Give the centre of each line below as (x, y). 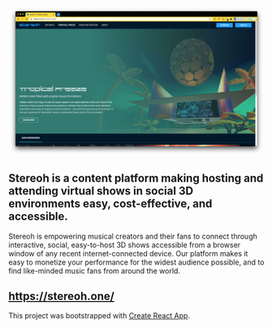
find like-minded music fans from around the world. (95, 270)
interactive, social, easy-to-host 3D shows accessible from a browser (125, 245)
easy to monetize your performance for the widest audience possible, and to (136, 262)
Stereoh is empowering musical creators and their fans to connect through (133, 236)
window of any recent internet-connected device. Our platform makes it (128, 253)
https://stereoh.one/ (62, 297)
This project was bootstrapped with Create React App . (99, 316)
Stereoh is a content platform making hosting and (136, 179)
